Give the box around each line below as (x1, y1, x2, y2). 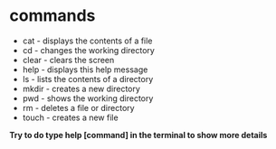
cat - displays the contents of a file (22, 35, 153, 46)
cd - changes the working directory (22, 44, 156, 55)
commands (9, 5, 96, 26)
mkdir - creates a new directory (22, 83, 140, 94)
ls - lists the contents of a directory (22, 73, 154, 84)
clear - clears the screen (22, 54, 115, 65)
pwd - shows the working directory (22, 92, 154, 104)
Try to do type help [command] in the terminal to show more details (9, 129, 268, 140)
